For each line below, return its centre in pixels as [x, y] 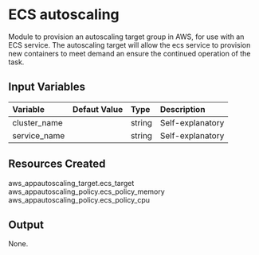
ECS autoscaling [64, 15]
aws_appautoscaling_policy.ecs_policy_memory [86, 191]
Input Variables [47, 87]
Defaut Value [98, 109]
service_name [39, 135]
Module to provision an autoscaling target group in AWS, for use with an [126, 37]
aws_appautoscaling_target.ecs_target [71, 183]
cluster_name [37, 122]
